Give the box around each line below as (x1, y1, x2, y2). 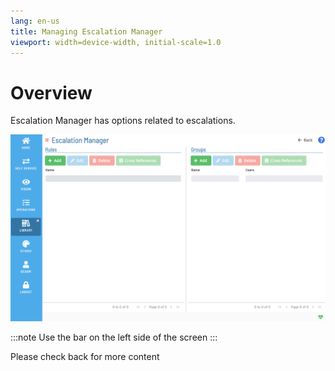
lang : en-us (10, 16, 60, 26)
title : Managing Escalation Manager (10, 26, 163, 37)
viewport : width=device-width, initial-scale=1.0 (10, 37, 222, 47)
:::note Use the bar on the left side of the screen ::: (10, 331, 218, 344)
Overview (10, 81, 93, 104)
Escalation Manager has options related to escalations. (10, 115, 236, 127)
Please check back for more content (10, 351, 160, 363)
